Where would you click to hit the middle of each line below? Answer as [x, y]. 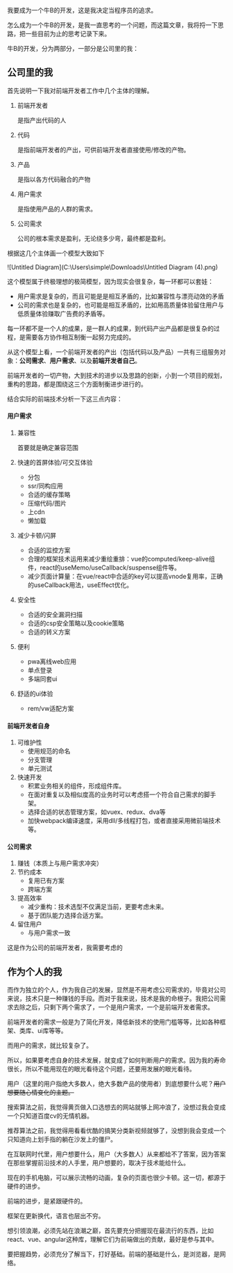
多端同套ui [42, 679]
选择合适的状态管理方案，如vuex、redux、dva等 [97, 812]
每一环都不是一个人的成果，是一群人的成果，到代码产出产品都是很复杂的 [110, 328]
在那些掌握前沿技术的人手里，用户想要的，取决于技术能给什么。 [98, 1163]
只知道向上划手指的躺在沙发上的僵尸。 [62, 1139]
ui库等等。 [52, 1031]
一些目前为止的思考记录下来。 [68, 34]
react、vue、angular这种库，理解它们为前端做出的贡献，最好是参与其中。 [113, 1240]
